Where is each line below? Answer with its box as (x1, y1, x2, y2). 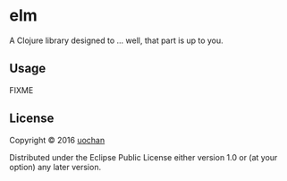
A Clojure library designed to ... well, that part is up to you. (9, 35, 224, 46)
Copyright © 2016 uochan (9, 134, 106, 145)
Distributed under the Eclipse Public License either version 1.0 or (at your (9, 151, 278, 162)
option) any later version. (9, 161, 101, 172)
